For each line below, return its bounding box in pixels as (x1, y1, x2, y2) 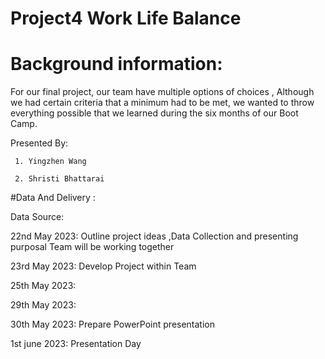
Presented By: (10, 137, 69, 149)
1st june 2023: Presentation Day (10, 338, 142, 350)
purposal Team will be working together (10, 241, 175, 253)
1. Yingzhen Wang (14, 157, 87, 167)
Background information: (10, 53, 223, 76)
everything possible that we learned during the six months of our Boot (10, 107, 299, 119)
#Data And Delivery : (10, 192, 96, 204)
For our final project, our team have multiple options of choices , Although (10, 86, 315, 98)
